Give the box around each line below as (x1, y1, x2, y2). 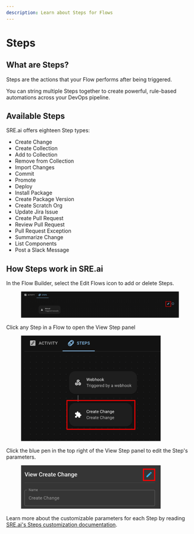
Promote (14, 176, 36, 184)
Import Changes (14, 164, 55, 171)
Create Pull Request (14, 215, 64, 222)
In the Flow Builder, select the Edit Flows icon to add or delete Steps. (6, 280, 174, 287)
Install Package (14, 189, 52, 197)
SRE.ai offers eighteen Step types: (6, 127, 90, 134)
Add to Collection (14, 151, 58, 158)
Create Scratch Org (14, 202, 62, 209)
